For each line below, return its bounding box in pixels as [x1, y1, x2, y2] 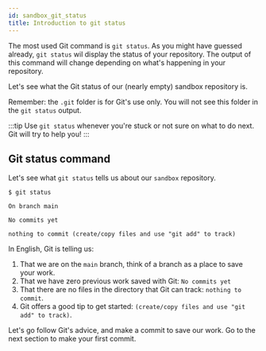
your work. [19, 268, 56, 278]
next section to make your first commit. [8, 334, 137, 344]
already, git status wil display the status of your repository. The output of [8, 49, 252, 59]
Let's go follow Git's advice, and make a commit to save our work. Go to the [8, 326, 256, 335]
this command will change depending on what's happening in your [8, 57, 226, 67]
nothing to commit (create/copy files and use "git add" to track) [8, 230, 237, 238]
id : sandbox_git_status [8, 11, 87, 20]
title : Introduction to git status [8, 19, 126, 27]
